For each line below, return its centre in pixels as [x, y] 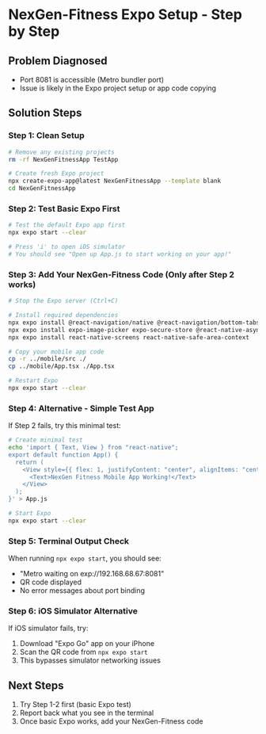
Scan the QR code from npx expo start [84, 652]
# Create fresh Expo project [56, 174]
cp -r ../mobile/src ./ [47, 359]
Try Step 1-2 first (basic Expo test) [76, 705]
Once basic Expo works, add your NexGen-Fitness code [111, 721]
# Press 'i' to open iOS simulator [67, 247]
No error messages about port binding [82, 591]
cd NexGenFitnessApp [42, 189]
